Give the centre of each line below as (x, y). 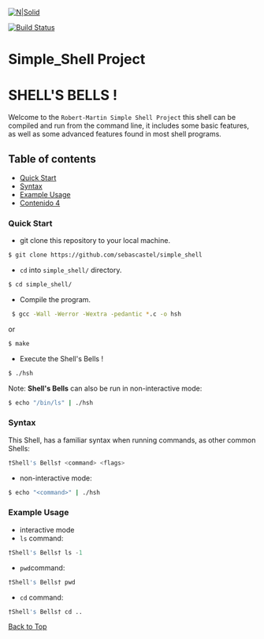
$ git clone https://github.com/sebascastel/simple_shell (105, 255)
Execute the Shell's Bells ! (61, 358)
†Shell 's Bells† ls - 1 (45, 552)
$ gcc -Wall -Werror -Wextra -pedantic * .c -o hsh (96, 314)
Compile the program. (55, 299)
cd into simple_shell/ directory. (71, 270)
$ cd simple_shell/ (40, 285)
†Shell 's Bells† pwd (42, 582)
